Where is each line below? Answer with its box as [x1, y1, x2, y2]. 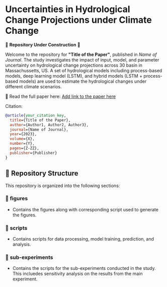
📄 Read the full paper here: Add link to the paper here [5, 93, 116, 99]
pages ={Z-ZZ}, [10, 146, 39, 151]
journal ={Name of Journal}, [10, 127, 69, 132]
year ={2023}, [10, 132, 37, 137]
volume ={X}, [10, 136, 35, 142]
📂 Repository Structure [5, 169, 78, 178]
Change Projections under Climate [5, 14, 152, 26]
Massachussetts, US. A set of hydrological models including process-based [5, 67, 162, 74]
